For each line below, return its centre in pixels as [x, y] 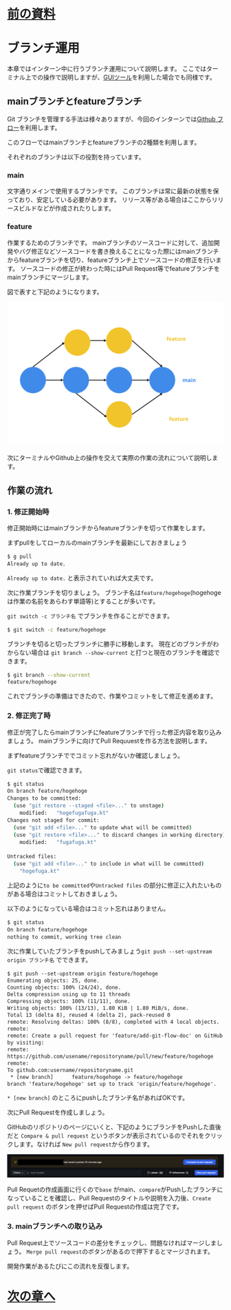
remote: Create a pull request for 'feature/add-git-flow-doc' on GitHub [115, 1036]
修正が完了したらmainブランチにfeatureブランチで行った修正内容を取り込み [114, 732]
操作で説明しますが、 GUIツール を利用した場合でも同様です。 [129, 77]
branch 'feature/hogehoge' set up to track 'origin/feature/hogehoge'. [112, 1084]
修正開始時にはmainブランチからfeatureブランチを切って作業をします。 [108, 527]
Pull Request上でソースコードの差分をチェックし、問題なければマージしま [112, 1242]
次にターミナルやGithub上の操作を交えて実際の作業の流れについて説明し [110, 458]
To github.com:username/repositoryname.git [70, 1070]
